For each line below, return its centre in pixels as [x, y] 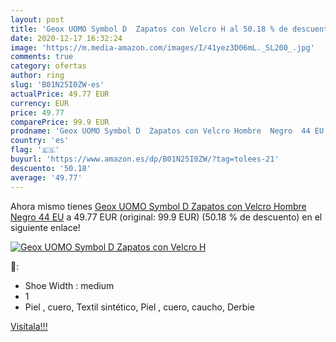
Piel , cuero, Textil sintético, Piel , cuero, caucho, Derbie [139, 307]
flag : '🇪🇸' [35, 150]
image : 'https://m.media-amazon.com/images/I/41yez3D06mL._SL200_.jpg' [162, 47]
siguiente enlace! [45, 227]
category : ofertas [48, 66]
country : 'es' [40, 141]
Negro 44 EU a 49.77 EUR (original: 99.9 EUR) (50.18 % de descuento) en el [166, 217]
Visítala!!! [29, 326]
